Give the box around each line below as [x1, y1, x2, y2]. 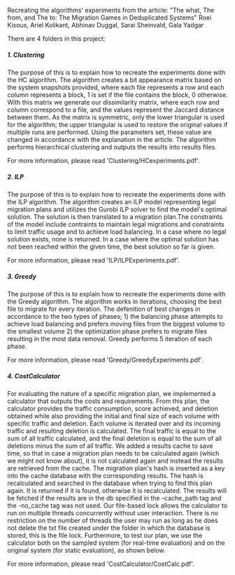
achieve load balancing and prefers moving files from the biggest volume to [7, 319, 225, 328]
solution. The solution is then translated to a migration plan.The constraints [7, 212, 223, 220]
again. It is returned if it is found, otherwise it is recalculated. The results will [7, 486, 227, 494]
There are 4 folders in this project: [7, 34, 106, 43]
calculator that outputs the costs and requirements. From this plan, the [7, 397, 210, 405]
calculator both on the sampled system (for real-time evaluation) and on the [7, 538, 225, 547]
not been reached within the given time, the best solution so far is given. [7, 242, 215, 251]
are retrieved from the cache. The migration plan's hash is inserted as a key [7, 463, 225, 472]
